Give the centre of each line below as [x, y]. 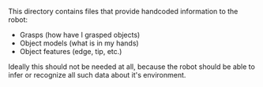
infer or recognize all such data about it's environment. [97, 75]
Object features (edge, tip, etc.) [71, 51]
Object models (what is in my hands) [79, 43]
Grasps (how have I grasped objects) [80, 35]
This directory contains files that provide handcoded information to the [123, 11]
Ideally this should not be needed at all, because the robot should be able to [131, 67]
